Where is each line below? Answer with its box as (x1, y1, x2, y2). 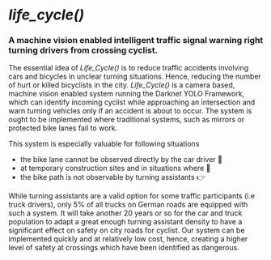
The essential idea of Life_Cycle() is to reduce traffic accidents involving (8, 63, 249, 73)
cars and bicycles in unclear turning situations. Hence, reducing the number (8, 71, 261, 82)
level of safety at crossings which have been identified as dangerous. (8, 243, 240, 253)
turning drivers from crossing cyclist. (8, 45, 159, 56)
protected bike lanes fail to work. (8, 123, 118, 133)
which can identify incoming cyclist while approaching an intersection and (8, 97, 256, 107)
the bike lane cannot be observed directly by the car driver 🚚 (19, 155, 223, 164)
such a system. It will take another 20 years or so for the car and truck (8, 208, 243, 218)
